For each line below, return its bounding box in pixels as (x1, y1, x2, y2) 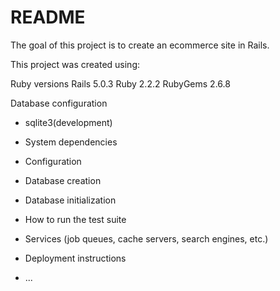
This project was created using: (10, 58, 141, 70)
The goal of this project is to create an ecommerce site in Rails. (10, 39, 270, 51)
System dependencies (24, 136, 118, 148)
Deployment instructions (24, 252, 127, 264)
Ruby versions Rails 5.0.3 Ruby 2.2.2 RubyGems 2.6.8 (10, 77, 231, 90)
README (10, 6, 86, 29)
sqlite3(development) (24, 116, 113, 128)
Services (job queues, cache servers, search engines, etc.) (24, 232, 269, 245)
